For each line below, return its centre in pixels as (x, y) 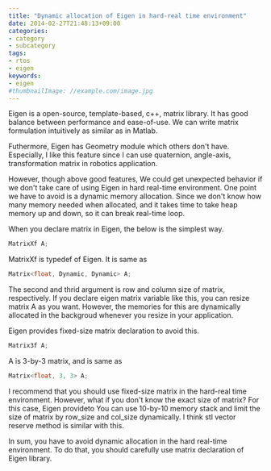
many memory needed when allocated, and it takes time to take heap (123, 205)
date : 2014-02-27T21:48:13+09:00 (65, 23)
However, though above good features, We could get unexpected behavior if (135, 179)
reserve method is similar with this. (67, 425)
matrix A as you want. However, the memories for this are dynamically (125, 306)
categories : (28, 31)
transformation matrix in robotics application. (83, 164)
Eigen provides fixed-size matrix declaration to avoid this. (104, 331)
